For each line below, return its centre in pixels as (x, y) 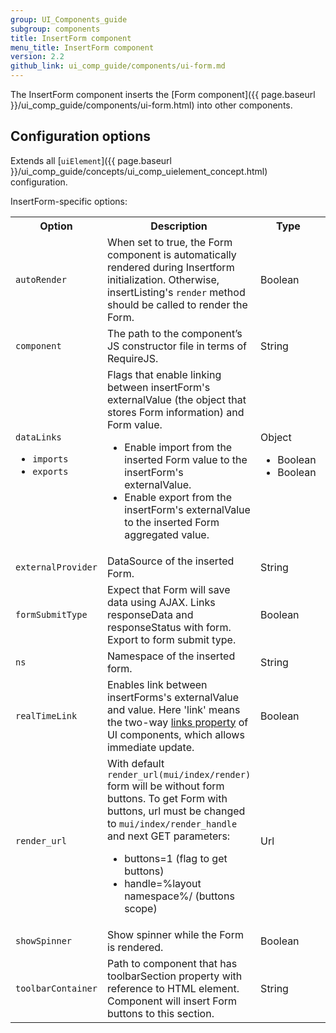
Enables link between (157, 684)
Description (179, 226)
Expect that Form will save (168, 589)
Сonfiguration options (81, 136)
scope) (141, 908)
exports (50, 471)
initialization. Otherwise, (163, 279)
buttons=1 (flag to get (176, 858)
